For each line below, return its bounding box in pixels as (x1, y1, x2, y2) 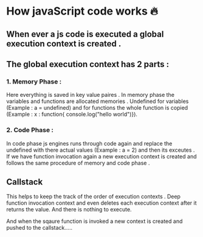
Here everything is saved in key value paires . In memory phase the (6, 91, 175, 99)
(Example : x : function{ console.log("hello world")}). (6, 111, 138, 118)
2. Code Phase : (6, 126, 53, 135)
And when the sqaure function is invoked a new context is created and (6, 218, 183, 225)
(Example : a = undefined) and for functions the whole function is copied (6, 104, 188, 111)
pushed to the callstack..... (6, 224, 73, 232)
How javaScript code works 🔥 (6, 4, 158, 18)
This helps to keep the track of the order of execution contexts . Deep (6, 193, 181, 200)
